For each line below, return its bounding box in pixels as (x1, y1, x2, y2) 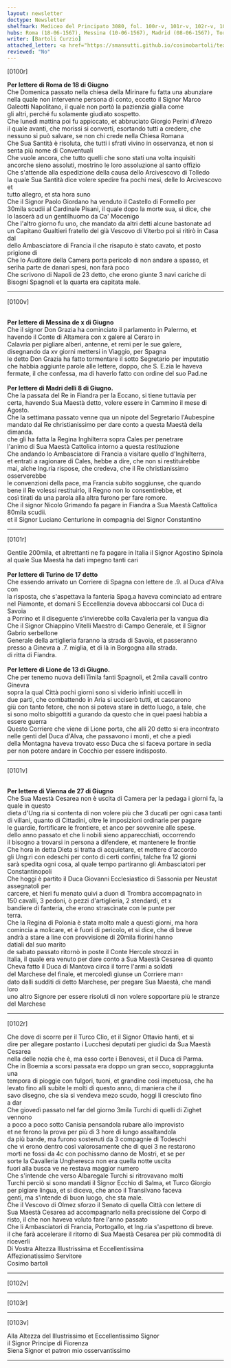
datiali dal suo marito (7, 940, 67, 949)
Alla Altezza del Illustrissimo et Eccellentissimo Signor (7, 1332, 159, 1340)
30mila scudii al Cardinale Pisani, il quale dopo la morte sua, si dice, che (7, 204, 211, 213)
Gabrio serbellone (7, 628, 58, 637)
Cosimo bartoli (7, 1259, 49, 1267)
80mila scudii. (7, 508, 47, 516)
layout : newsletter (7, 10, 63, 17)
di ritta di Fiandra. (7, 650, 57, 659)
